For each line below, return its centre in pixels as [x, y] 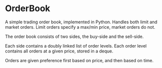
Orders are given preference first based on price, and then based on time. [79, 60]
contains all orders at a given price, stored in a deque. [59, 51]
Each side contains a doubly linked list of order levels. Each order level [76, 46]
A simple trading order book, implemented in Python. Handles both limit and [81, 22]
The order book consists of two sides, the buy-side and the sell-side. [74, 36]
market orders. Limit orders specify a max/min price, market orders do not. [80, 27]
